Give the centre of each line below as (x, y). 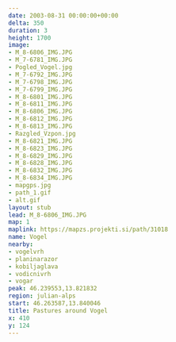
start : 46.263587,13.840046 (55, 303)
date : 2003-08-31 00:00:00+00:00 (63, 15)
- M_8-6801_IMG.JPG (40, 97)
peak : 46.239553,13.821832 (53, 289)
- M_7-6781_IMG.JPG (40, 60)
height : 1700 (30, 38)
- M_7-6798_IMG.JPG (40, 82)
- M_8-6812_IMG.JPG (40, 119)
